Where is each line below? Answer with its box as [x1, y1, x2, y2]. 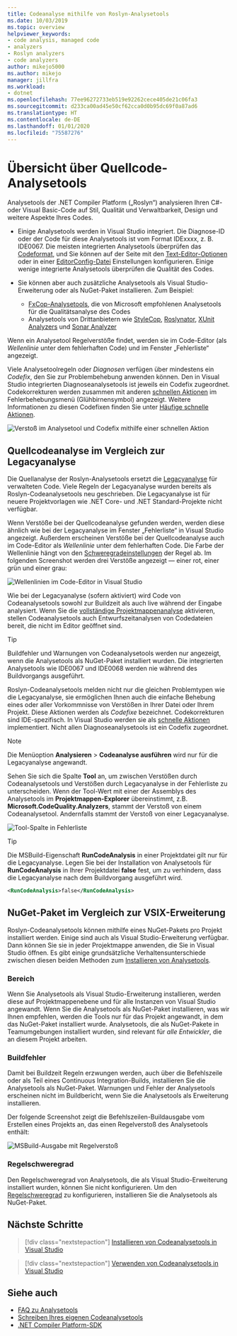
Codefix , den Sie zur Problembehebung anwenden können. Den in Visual [7, 373, 220, 381]
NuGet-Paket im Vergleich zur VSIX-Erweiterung [7, 907, 226, 919]
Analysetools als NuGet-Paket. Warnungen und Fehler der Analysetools [7, 1084, 216, 1093]
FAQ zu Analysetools [17, 1305, 79, 1314]
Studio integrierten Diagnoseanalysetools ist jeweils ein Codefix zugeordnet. [7, 380, 230, 389]
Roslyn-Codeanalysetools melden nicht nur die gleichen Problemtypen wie [7, 686, 225, 694]
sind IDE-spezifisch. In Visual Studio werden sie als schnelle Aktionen [7, 716, 210, 724]
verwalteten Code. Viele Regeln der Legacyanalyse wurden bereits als [7, 482, 212, 491]
